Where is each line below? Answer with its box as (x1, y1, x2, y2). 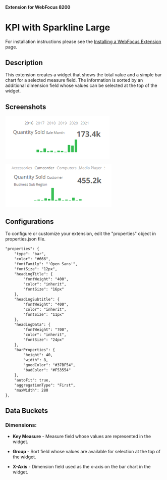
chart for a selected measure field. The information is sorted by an (5, 77, 143, 83)
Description (5, 58, 43, 67)
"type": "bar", (14, 251, 46, 256)
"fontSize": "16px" (23, 286, 65, 292)
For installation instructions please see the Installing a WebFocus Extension (5, 38, 161, 44)
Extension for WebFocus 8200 (5, 4, 71, 10)
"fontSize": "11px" (23, 312, 65, 317)
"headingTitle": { (14, 271, 53, 276)
